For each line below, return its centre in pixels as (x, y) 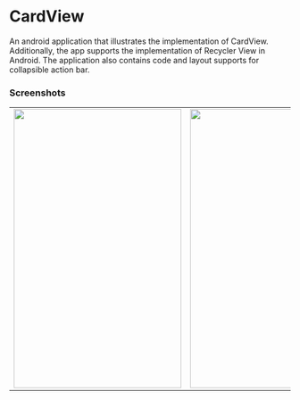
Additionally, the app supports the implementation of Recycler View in (137, 50)
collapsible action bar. (50, 70)
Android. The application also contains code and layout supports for (134, 60)
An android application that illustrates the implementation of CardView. (139, 41)
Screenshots (37, 93)
